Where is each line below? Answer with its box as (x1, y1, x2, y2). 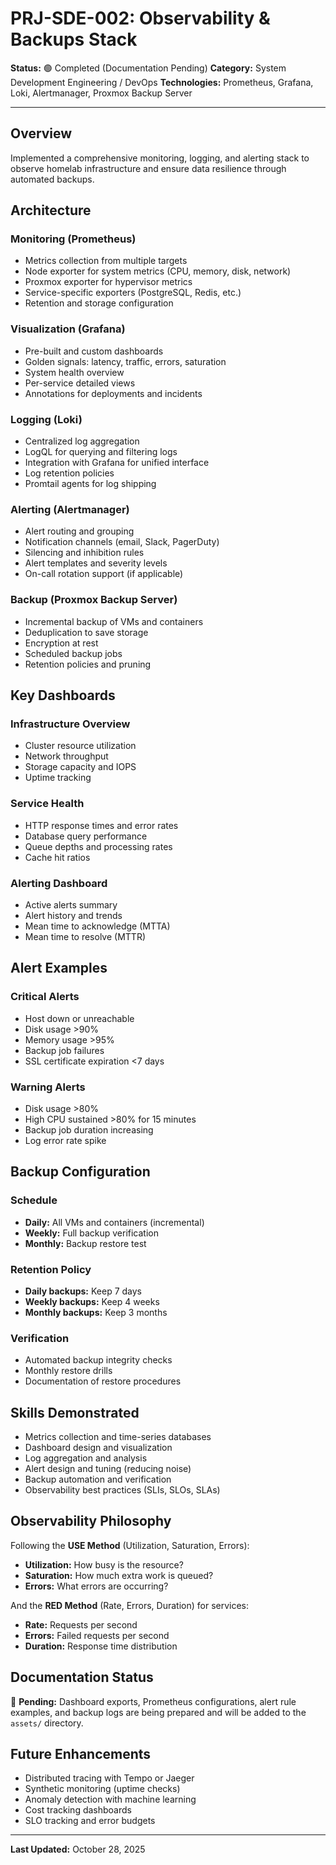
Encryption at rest (24, 637, 99, 649)
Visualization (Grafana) (10, 322, 126, 336)
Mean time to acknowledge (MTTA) (24, 920, 171, 932)
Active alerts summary (24, 898, 118, 911)
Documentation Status (10, 1669, 154, 1686)
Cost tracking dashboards (24, 1804, 132, 1816)
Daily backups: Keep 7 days (24, 1285, 143, 1297)
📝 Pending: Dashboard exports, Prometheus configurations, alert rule (10, 1695, 297, 1707)
